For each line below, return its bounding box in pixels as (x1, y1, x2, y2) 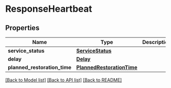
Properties (5, 24, 40, 32)
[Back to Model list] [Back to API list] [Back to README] (5, 77, 122, 83)
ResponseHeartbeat (5, 3, 93, 15)
